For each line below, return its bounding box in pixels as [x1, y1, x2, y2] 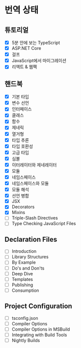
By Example [11, 260, 36, 266]
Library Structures [11, 254, 49, 260]
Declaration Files [4, 235, 57, 243]
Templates [11, 276, 33, 282]
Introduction [11, 248, 37, 254]
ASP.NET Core [11, 45, 41, 51]
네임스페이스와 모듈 [11, 181, 49, 186]
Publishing [11, 282, 33, 288]
